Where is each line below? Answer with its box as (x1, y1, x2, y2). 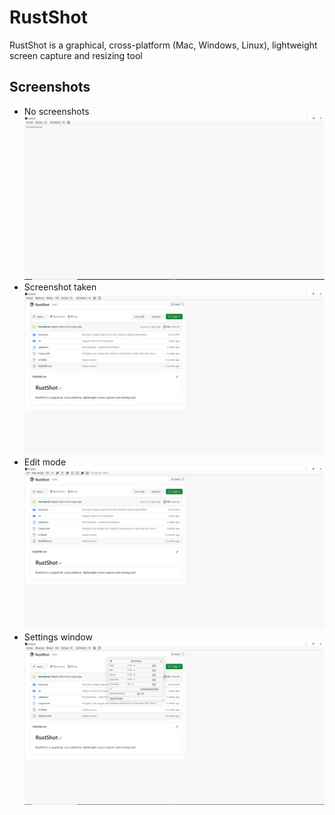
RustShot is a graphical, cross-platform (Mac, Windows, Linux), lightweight (9, 39, 318, 51)
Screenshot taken (23, 281, 97, 293)
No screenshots (23, 105, 90, 117)
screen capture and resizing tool (9, 49, 143, 61)
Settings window (23, 631, 93, 643)
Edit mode (23, 456, 67, 468)
